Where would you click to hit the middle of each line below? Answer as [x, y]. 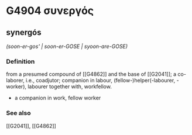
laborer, [15, 81]
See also [18, 113]
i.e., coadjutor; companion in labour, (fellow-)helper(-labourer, [100, 81]
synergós [24, 32]
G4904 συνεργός [50, 11]
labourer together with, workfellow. [70, 86]
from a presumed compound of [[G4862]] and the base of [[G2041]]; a [91, 74]
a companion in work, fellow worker [58, 98]
